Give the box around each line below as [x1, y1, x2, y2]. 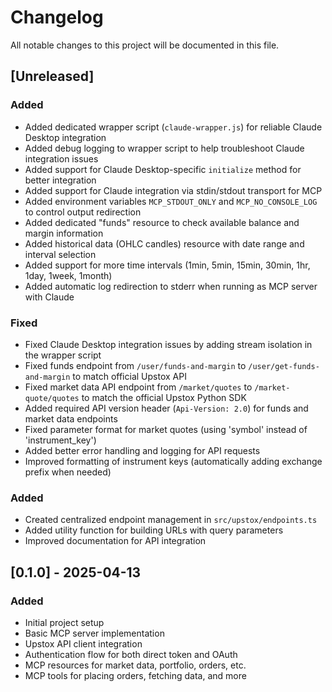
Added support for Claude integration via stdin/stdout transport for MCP [24, 184, 323, 196]
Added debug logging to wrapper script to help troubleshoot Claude [24, 142, 305, 154]
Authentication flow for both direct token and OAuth [24, 648, 238, 660]
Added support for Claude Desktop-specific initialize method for [24, 163, 302, 175]
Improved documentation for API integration [24, 535, 207, 547]
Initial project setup [24, 616, 105, 628]
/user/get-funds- [248, 361, 320, 371]
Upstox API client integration [24, 637, 143, 650]
